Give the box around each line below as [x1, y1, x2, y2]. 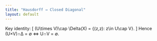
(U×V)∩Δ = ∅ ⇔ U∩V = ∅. [5, 31, 59, 37]
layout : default [5, 12, 39, 17]
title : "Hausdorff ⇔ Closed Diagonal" [5, 7, 86, 12]
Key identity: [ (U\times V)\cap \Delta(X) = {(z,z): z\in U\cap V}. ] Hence [5, 25, 153, 31]
